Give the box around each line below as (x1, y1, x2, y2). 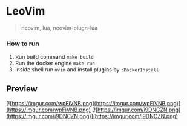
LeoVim (6, 4, 45, 18)
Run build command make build (15, 53, 94, 61)
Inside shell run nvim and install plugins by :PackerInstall (15, 66, 159, 73)
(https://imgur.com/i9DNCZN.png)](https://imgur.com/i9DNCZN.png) (6, 113, 179, 120)
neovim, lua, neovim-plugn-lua (21, 24, 98, 31)
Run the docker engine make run (15, 59, 96, 67)
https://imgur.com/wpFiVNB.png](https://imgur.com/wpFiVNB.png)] (11, 100, 181, 107)
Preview (6, 84, 38, 94)
